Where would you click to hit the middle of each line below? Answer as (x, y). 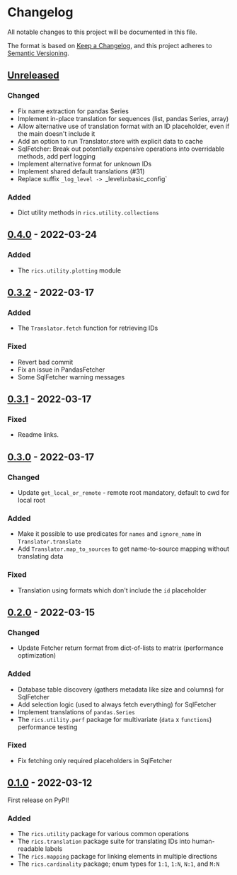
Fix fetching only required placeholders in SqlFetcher (94, 760)
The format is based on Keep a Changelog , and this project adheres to (110, 45)
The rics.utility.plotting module (69, 270)
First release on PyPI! (38, 800)
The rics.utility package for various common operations (103, 833)
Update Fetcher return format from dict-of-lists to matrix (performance (121, 648)
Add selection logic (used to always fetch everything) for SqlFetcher (117, 704)
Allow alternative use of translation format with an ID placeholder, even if (123, 126)
